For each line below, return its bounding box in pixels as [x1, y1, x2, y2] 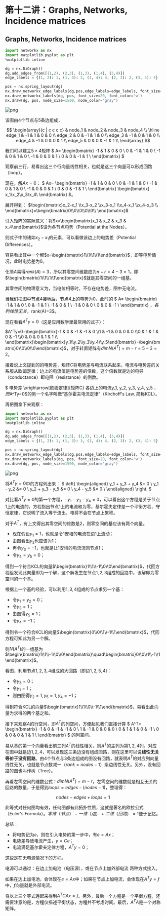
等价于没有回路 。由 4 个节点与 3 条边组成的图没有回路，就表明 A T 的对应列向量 [5, 755, 159, 761]
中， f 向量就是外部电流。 [5, 882, 55, 888]
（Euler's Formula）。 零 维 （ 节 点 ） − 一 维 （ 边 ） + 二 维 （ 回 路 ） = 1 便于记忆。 [5, 811, 161, 817]
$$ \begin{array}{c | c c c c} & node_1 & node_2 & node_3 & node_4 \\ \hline [6, 127, 160, 133]
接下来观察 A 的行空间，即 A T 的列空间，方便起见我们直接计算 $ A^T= [5, 719, 142, 726]
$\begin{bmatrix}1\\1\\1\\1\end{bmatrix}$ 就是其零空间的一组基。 [5, 275, 134, 280]
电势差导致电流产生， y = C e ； [12, 838, 74, 844]
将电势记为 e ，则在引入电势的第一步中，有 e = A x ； [12, 832, 115, 837]
